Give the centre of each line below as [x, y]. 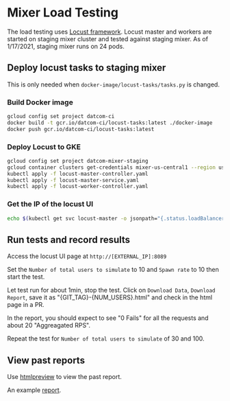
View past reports [46, 360]
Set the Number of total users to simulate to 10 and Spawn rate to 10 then [113, 270]
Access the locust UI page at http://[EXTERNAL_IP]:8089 [87, 256]
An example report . [34, 390]
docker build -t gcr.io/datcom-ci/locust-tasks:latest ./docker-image [110, 123]
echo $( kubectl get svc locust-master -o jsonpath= [82, 218]
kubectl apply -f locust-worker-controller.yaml [78, 187]
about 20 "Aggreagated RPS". [49, 325]
